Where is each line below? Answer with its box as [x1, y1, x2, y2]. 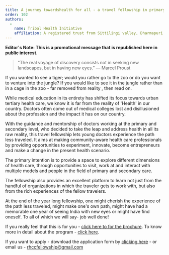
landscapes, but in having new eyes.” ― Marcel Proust [17, 65, 131, 71]
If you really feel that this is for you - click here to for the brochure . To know [5, 224, 162, 229]
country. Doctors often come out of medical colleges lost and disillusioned [5, 106, 159, 111]
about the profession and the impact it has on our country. [5, 111, 126, 117]
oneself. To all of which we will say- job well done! [5, 214, 109, 220]
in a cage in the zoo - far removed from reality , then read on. [5, 85, 132, 91]
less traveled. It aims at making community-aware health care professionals [5, 137, 162, 143]
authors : [5, 17, 24, 22]
